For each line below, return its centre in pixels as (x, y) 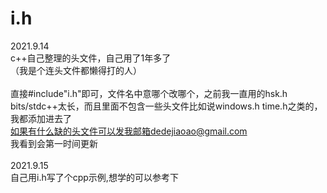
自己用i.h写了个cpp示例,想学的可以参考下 (94, 177)
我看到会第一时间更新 (54, 143)
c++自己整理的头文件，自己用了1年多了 (91, 58)
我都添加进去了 (41, 118)
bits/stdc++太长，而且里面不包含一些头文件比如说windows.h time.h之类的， (166, 106)
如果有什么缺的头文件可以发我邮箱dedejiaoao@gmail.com (129, 131)
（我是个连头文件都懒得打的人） (76, 70)
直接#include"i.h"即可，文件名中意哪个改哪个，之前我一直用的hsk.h (149, 93)
